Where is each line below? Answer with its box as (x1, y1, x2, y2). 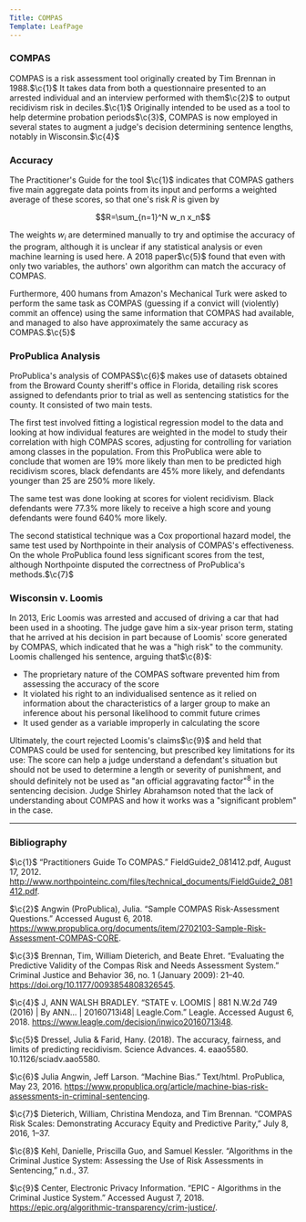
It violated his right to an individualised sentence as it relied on (22, 689, 257, 700)
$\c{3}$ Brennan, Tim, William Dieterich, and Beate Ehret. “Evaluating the (9, 951, 285, 962)
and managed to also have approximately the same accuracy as (9, 317, 249, 328)
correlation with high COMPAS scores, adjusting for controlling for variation (9, 437, 292, 448)
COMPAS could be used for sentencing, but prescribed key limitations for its (9, 745, 296, 756)
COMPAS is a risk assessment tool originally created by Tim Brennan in (9, 72, 276, 83)
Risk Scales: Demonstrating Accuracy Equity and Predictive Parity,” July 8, (9, 1118, 289, 1129)
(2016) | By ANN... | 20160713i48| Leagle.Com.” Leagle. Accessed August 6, (9, 1006, 294, 1018)
